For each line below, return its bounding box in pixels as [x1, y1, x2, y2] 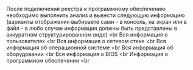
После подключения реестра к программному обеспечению [6, 5, 166, 12]
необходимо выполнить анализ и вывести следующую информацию [6, 12, 185, 19]
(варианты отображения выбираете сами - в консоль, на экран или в [6, 18, 188, 25]
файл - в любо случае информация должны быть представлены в [6, 24, 178, 32]
